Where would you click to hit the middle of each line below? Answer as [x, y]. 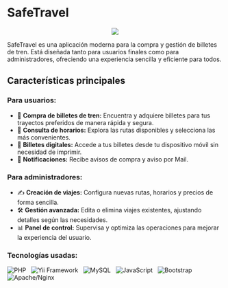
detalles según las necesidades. [62, 220]
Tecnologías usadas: [42, 255]
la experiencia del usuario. [54, 237]
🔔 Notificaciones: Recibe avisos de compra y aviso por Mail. [103, 159]
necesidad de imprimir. [49, 152]
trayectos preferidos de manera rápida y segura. [85, 122]
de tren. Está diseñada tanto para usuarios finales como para [93, 52]
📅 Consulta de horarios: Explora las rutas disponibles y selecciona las [116, 130]
